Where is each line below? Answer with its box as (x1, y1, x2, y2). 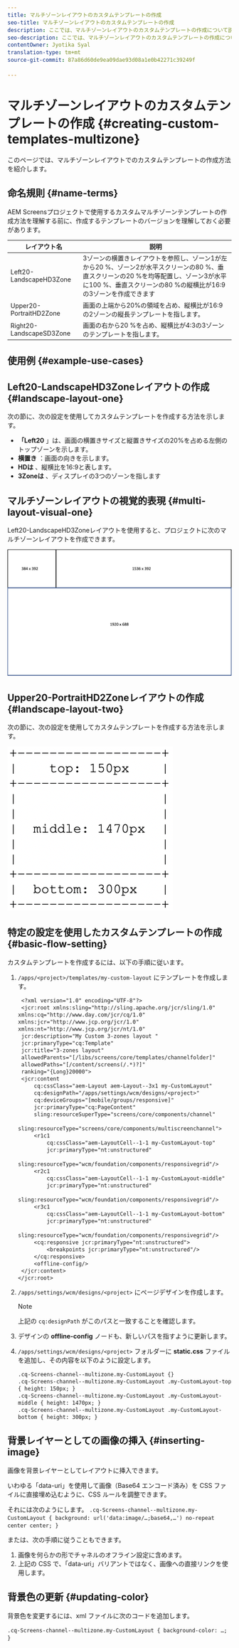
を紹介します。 (7, 164, 51, 173)
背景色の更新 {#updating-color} (7, 1591, 149, 1603)
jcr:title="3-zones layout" (21, 1046, 105, 1054)
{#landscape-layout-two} (7, 703, 124, 715)
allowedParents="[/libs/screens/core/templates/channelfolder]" (21, 1053, 216, 1061)
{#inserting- (149, 1435, 205, 1447)
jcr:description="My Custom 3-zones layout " (21, 1032, 159, 1040)
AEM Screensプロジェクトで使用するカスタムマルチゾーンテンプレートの (7, 207, 221, 216)
